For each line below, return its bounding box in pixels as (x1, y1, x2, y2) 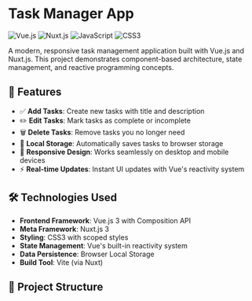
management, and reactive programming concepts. (8, 62, 174, 72)
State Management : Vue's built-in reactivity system (19, 240, 188, 250)
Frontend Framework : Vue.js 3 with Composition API (19, 215, 192, 225)
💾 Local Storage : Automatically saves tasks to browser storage (19, 138, 224, 148)
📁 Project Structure (8, 280, 104, 293)
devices (19, 155, 46, 165)
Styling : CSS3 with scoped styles (19, 233, 129, 242)
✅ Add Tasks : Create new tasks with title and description (19, 106, 205, 116)
